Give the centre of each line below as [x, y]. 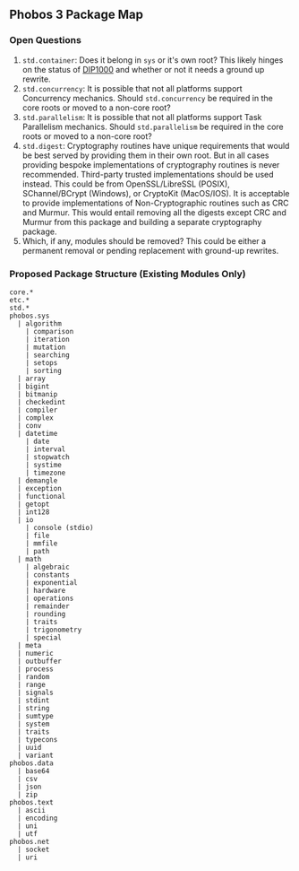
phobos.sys [30, 316]
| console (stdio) [60, 527]
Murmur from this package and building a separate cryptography [142, 222]
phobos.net [30, 841]
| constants [47, 575]
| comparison [50, 331]
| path [38, 551]
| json [30, 787]
